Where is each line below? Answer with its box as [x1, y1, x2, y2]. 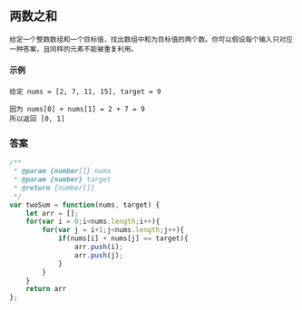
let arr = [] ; [25, 208, 79, 218]
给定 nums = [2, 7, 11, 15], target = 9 [9, 87, 161, 97]
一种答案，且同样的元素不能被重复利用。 [9, 44, 138, 53]
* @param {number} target [13, 175, 112, 184]
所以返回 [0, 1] [9, 114, 65, 124]
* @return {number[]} [13, 183, 95, 192]
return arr [25, 285, 67, 294]
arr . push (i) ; [73, 243, 124, 252]
